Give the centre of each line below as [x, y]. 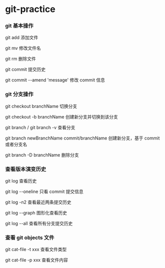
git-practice [30, 9]
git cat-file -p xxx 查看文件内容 [37, 260]
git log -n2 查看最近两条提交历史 [38, 202]
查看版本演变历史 [26, 169]
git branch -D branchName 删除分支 [42, 155]
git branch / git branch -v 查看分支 [40, 127]
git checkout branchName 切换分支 [41, 106]
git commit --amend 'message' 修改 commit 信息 [55, 80]
